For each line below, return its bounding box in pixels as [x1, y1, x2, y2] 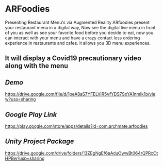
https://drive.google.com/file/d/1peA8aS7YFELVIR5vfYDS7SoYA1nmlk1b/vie [5, 91, 156, 97]
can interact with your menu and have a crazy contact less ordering [5, 35, 140, 41]
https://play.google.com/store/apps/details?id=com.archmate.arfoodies [5, 123, 148, 129]
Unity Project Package [5, 137, 74, 146]
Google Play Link [5, 110, 57, 118]
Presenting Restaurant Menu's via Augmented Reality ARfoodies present [5, 19, 150, 25]
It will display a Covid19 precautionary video [5, 54, 142, 63]
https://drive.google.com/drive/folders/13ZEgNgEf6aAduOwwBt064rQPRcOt [5, 150, 158, 156]
